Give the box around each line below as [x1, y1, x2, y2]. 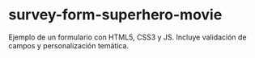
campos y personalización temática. [8, 40, 130, 50]
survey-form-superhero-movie [8, 6, 223, 24]
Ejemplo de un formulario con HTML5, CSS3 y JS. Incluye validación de [8, 32, 247, 42]
